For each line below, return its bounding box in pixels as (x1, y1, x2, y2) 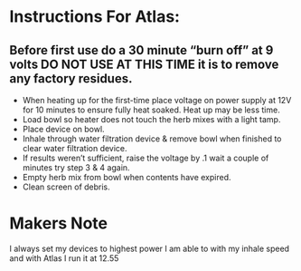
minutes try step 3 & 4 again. (22, 162, 130, 173)
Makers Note (9, 213, 108, 234)
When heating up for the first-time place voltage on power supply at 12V (22, 95, 292, 105)
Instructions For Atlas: (9, 6, 181, 27)
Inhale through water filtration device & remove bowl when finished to (22, 133, 282, 144)
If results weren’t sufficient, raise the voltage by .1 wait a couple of (22, 152, 269, 163)
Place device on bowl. (22, 124, 106, 134)
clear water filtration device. (22, 143, 128, 153)
